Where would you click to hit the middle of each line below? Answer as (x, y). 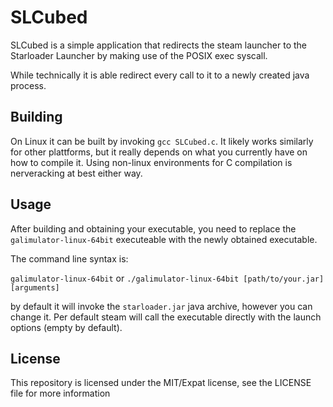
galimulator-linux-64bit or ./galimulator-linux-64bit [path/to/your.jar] (167, 278)
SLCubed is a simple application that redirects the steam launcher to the (158, 45)
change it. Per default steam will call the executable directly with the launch (166, 317)
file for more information (60, 393)
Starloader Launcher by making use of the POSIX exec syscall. (139, 55)
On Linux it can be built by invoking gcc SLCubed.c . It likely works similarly (162, 141)
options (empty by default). (66, 327)
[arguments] (35, 287)
